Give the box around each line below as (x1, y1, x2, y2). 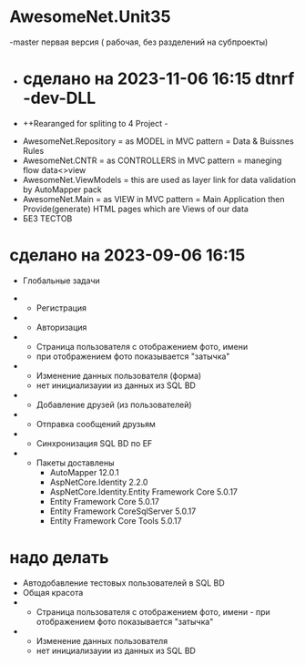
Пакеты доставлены (36, 457, 116, 468)
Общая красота (22, 587, 84, 598)
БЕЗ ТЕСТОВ (22, 212, 73, 224)
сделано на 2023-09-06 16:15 (9, 245, 246, 266)
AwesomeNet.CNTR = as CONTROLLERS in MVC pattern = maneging (22, 155, 282, 166)
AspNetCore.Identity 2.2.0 (49, 476, 148, 487)
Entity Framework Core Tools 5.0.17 (49, 515, 182, 526)
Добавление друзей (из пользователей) (36, 399, 193, 410)
